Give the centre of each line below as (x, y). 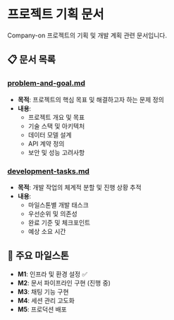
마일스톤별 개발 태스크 (58, 204)
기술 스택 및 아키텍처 (56, 126)
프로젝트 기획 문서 (56, 14)
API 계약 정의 (46, 143)
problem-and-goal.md (46, 83)
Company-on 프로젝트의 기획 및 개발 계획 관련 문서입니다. (87, 35)
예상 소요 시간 (47, 231)
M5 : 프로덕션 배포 (42, 309)
